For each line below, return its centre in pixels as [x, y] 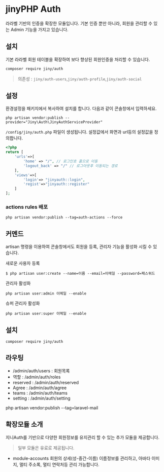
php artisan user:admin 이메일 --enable [46, 294]
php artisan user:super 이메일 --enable [46, 314]
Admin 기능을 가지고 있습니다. [39, 29]
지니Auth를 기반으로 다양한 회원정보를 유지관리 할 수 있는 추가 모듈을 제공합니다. [82, 437]
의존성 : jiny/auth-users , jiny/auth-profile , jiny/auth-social [80, 79]
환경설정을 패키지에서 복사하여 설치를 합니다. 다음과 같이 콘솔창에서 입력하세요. [81, 109]
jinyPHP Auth [33, 9]
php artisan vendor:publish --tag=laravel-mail [52, 407]
